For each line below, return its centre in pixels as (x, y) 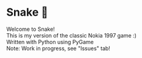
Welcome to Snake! (30, 29)
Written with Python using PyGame (50, 42)
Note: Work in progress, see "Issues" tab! (59, 48)
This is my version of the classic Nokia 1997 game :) (72, 35)
